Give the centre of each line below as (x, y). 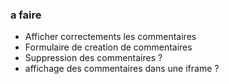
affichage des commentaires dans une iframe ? (122, 69)
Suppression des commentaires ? (93, 58)
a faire (26, 15)
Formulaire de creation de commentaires (108, 47)
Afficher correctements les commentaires (110, 37)
